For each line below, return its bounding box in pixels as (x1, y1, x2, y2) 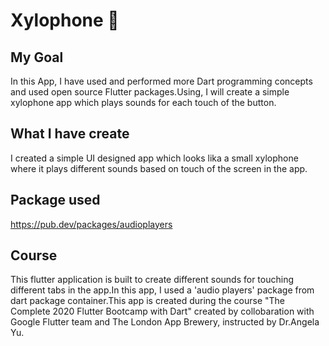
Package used (10, 192, 101, 209)
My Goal (10, 49, 64, 66)
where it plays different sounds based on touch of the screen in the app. (10, 162, 308, 174)
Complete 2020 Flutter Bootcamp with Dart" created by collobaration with (10, 305, 315, 318)
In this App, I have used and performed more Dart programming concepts (10, 75, 313, 87)
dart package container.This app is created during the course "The (10, 295, 286, 307)
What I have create (10, 125, 130, 143)
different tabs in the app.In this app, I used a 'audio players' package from (10, 284, 315, 296)
